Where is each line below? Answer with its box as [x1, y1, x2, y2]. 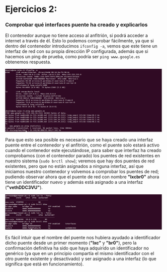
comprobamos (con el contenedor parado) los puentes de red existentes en [5, 153, 160, 159]
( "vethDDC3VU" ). [5, 184, 43, 190]
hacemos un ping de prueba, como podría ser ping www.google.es [5, 54, 140, 60]
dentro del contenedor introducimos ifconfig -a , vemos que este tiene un [5, 43, 158, 49]
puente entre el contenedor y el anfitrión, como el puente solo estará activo [5, 142, 160, 148]
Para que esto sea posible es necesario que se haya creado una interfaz [5, 137, 153, 143]
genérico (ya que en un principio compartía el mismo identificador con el [5, 250, 155, 256]
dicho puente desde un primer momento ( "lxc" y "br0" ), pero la [5, 240, 137, 246]
